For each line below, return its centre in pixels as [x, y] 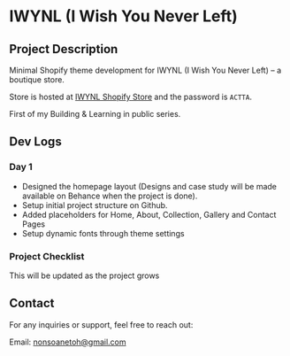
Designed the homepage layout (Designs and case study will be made [149, 186]
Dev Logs [35, 142]
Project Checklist [47, 256]
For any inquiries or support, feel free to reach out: [101, 324]
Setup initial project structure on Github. [95, 205]
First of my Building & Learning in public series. [95, 114]
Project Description [64, 49]
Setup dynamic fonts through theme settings [103, 233]
